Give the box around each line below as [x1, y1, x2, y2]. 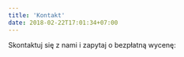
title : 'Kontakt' [8, 11, 66, 20]
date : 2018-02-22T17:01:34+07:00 [8, 19, 118, 27]
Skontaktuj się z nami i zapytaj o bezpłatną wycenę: [8, 40, 176, 49]
